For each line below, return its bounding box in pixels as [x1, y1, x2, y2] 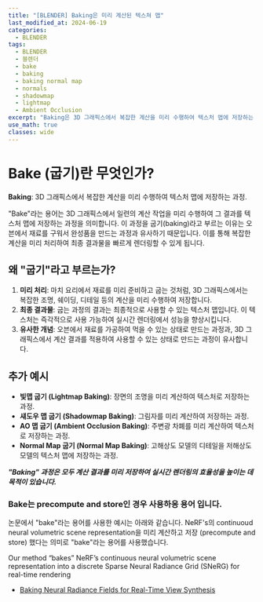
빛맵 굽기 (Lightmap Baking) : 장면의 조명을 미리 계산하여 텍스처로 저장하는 [19, 392, 250, 401]
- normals [15, 84, 47, 93]
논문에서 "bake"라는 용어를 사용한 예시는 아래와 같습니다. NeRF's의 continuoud [8, 518, 254, 527]
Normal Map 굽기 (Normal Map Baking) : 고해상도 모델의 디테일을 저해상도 [19, 441, 253, 451]
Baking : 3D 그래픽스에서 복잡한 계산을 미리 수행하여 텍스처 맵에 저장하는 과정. [8, 192, 247, 201]
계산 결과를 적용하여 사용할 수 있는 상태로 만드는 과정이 [53, 334, 221, 344]
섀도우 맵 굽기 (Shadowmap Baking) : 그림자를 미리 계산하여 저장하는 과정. [19, 411, 250, 421]
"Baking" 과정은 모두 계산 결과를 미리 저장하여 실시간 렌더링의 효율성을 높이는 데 [8, 468, 254, 477]
